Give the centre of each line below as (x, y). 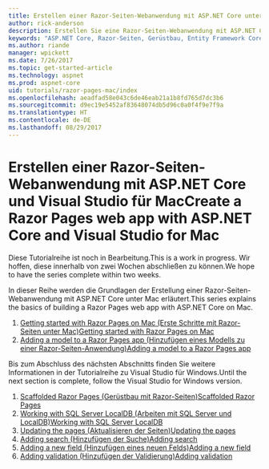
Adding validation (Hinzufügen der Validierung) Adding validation (126, 456)
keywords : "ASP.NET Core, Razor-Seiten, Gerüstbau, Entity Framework (127, 38)
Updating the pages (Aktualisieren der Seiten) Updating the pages (128, 431)
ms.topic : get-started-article (60, 68)
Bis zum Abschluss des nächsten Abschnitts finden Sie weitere (112, 364)
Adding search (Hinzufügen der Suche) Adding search (108, 439)
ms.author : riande (39, 46)
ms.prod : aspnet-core (44, 83)
